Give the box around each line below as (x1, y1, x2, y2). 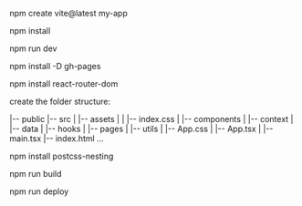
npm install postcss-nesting (9, 150, 114, 161)
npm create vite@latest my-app (9, 8, 128, 18)
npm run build (9, 169, 62, 179)
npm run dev (9, 43, 57, 54)
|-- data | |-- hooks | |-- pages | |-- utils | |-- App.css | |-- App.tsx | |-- (9, 123, 274, 134)
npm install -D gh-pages (9, 61, 101, 71)
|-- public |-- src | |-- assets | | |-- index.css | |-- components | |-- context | (9, 114, 294, 124)
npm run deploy (9, 186, 69, 197)
